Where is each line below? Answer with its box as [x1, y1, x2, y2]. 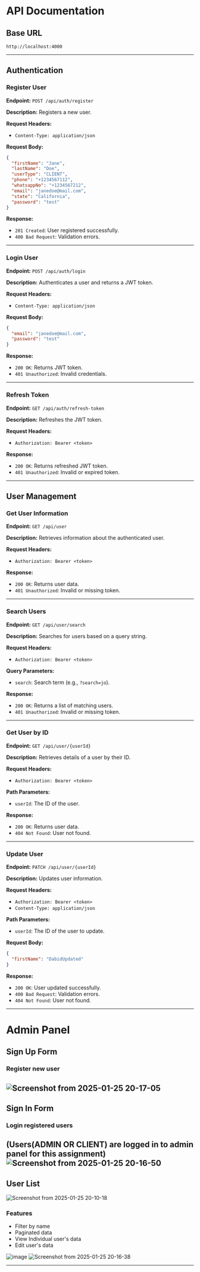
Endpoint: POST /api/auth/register [6, 97, 94, 104]
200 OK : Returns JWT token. [14, 364, 83, 371]
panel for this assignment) [6, 1149, 106, 1159]
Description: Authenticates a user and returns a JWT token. [6, 278, 154, 286]
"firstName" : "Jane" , [11, 160, 65, 166]
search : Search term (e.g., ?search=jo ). [14, 679, 110, 686]
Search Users [6, 607, 46, 615]
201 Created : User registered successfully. [14, 227, 119, 234]
